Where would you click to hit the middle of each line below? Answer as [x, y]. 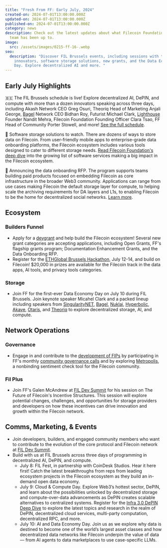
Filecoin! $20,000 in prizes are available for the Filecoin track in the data [86, 264]
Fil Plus [14, 379]
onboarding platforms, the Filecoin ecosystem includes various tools [75, 145]
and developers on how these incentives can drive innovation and [80, 406]
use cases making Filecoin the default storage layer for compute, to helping [83, 186]
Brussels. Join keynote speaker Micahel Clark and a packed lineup [80, 299]
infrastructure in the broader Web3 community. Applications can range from [83, 181]
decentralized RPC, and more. [50, 519]
